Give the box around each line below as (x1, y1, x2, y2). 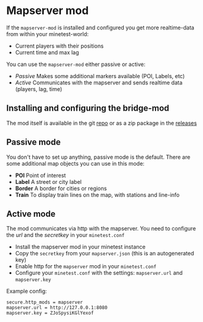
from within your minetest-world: (6, 30, 89, 37)
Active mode (6, 208, 56, 219)
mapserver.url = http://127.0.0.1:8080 (6, 305, 108, 311)
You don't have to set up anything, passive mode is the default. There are (6, 153, 191, 161)
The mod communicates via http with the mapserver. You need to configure (6, 225, 196, 232)
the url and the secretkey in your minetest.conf (6, 232, 125, 239)
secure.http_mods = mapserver (6, 299, 84, 306)
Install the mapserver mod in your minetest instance (15, 243, 146, 251)
